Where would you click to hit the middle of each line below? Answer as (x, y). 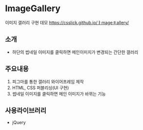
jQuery (19, 123)
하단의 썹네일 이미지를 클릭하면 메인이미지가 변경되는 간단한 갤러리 (75, 52)
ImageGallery (33, 9)
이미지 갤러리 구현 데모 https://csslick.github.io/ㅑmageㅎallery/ (67, 22)
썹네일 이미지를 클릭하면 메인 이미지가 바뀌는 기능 (59, 93)
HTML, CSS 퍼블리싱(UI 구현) (40, 88)
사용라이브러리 (26, 110)
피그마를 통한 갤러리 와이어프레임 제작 (48, 81)
